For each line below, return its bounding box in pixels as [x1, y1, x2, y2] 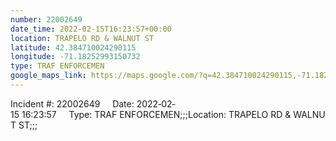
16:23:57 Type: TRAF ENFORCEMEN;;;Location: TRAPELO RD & [21, 108, 292, 120]
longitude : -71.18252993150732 [10, 52, 141, 62]
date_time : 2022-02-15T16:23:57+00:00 [10, 24, 172, 34]
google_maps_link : [10, 71, 87, 81]
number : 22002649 [10, 14, 83, 25]
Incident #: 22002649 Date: [10, 97, 135, 110]
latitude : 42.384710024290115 [10, 42, 137, 53]
